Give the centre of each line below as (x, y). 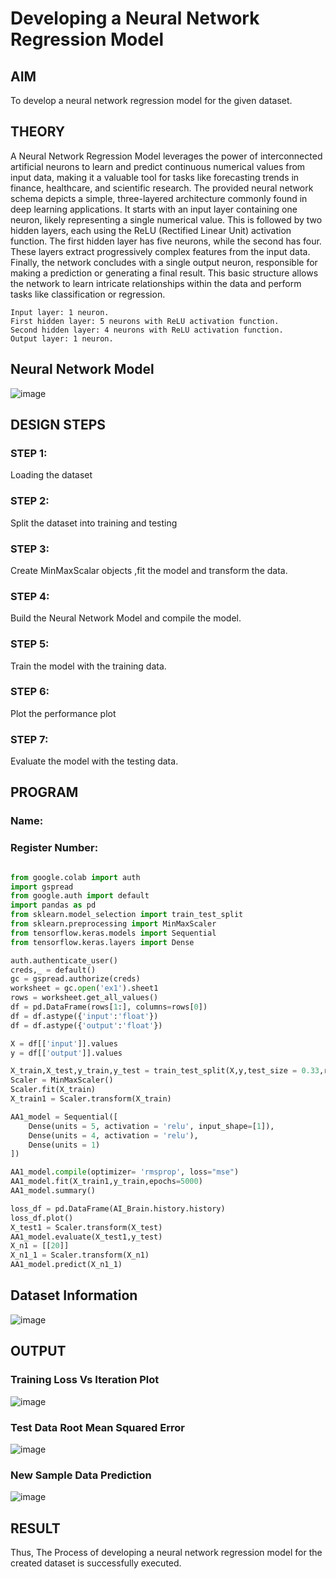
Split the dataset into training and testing (94, 523)
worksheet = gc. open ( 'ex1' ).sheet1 (84, 988)
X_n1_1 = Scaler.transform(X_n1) (80, 1255)
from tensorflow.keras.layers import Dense (102, 942)
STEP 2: (30, 501)
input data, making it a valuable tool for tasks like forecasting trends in (155, 177)
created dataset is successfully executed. (96, 1563)
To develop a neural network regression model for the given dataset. (151, 100)
